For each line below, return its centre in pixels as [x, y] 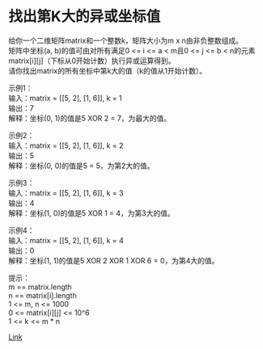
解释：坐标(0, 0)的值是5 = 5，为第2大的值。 [81, 166]
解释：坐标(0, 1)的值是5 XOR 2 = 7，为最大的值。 [90, 118]
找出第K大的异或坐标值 [85, 17]
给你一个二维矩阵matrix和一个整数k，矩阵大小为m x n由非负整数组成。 [125, 40]
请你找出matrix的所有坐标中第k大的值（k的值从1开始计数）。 [108, 70]
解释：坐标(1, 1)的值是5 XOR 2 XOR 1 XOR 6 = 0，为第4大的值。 [114, 260]
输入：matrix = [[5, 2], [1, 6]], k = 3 [66, 193]
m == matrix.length [40, 287]
